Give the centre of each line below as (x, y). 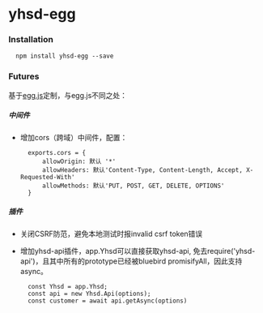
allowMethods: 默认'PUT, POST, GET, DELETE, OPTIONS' (133, 186)
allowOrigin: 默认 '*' (79, 161)
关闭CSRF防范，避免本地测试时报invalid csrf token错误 (111, 234)
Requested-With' (47, 177)
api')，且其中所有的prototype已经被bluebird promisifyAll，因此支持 (131, 261)
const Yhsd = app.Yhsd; (68, 286)
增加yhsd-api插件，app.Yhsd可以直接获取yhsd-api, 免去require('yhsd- (138, 251)
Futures (24, 76)
